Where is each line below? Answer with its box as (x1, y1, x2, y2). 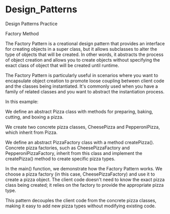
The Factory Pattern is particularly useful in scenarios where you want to (5, 72, 158, 78)
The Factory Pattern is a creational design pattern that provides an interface (5, 40, 165, 47)
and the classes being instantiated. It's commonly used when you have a (5, 83, 158, 89)
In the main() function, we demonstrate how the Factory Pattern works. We (5, 165, 162, 171)
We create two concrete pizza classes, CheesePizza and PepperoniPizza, (5, 124, 160, 130)
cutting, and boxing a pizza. (5, 114, 64, 120)
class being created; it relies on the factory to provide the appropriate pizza (5, 182, 164, 188)
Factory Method (5, 30, 39, 36)
